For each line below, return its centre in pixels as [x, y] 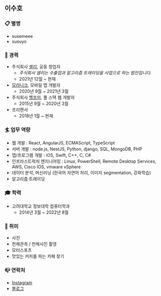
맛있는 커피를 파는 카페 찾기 [38, 256]
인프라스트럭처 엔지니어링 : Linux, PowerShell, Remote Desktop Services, [84, 161]
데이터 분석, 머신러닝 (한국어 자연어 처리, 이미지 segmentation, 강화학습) [81, 173]
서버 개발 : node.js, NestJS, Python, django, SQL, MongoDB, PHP [77, 149]
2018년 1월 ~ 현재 [36, 116]
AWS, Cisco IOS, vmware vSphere [46, 167]
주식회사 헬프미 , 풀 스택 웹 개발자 [43, 97]
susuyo [19, 41]
